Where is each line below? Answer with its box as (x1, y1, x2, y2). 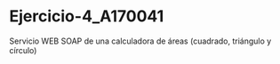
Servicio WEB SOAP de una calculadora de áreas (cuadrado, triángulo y (9, 36, 272, 46)
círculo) (9, 44, 37, 55)
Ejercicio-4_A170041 (9, 6, 164, 27)
